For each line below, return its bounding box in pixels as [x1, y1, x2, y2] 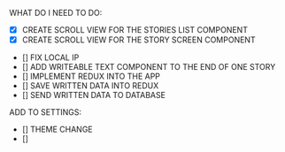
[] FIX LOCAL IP [21, 52, 80, 63]
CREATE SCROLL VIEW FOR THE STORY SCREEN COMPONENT [21, 34, 256, 45]
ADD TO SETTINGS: [9, 107, 82, 118]
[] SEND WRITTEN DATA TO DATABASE [21, 90, 166, 101]
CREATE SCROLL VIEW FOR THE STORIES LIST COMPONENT [21, 25, 248, 34]
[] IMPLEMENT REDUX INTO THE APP [21, 71, 161, 82]
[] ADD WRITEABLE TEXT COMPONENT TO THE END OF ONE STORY [21, 62, 276, 72]
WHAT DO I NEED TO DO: [9, 8, 103, 18]
